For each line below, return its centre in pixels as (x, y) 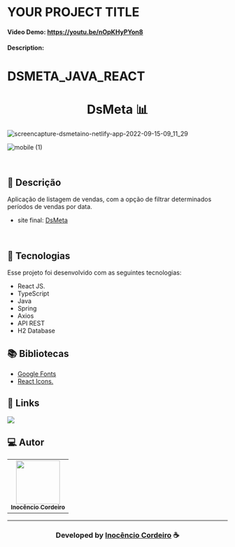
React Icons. (35, 381)
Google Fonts (37, 374)
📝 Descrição (34, 182)
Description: (26, 48)
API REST (31, 323)
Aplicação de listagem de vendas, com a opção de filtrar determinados (109, 199)
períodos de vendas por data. (50, 207)
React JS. (31, 286)
